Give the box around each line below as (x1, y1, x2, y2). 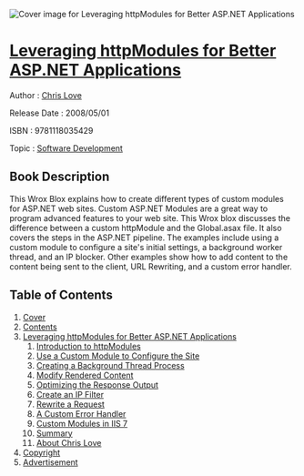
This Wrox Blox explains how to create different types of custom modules (9, 193, 284, 204)
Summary (35, 428, 73, 439)
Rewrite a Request (35, 399, 105, 410)
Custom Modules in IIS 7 (35, 418, 128, 429)
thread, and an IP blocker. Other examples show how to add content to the (9, 251, 289, 262)
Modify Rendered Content (35, 370, 134, 380)
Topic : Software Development (9, 142, 123, 154)
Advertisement (22, 456, 79, 468)
